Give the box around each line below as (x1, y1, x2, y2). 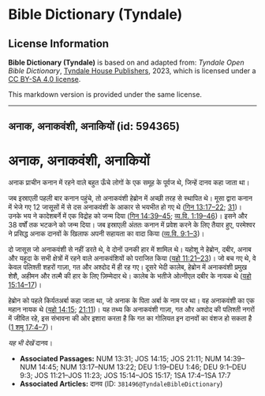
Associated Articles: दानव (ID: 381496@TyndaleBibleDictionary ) (19, 379, 223, 389)
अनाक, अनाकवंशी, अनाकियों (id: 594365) (8, 120, 180, 133)
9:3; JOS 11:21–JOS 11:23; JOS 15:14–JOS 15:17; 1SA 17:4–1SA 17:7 (19, 371, 231, 380)
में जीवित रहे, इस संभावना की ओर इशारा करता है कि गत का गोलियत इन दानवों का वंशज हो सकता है (8, 313, 252, 324)
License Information (8, 37, 109, 50)
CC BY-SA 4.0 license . (8, 75, 81, 83)
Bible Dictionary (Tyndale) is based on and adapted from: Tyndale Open (8, 57, 244, 67)
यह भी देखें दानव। (8, 339, 53, 348)
